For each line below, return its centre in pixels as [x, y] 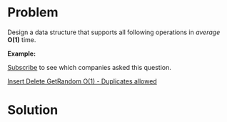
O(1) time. [22, 39]
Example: [22, 54]
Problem [33, 12]
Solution [33, 110]
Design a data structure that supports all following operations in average [114, 32]
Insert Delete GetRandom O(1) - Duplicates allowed [82, 81]
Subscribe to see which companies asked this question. [89, 67]
